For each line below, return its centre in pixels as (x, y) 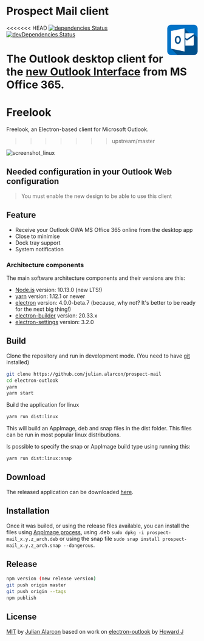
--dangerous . (79, 545)
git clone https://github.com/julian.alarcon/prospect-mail (84, 374)
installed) (18, 362)
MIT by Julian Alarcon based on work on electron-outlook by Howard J (95, 631)
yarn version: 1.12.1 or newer (50, 296)
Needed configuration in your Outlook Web (89, 172)
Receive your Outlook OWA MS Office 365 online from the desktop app (104, 229)
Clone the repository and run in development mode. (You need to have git (98, 356)
